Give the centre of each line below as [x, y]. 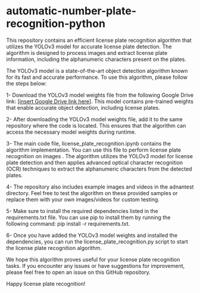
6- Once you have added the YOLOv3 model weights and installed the [92, 235]
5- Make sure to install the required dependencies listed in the [82, 211]
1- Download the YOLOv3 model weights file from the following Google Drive [100, 95]
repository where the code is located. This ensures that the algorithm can [96, 125]
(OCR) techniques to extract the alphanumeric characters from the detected [99, 169]
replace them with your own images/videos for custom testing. [83, 199]
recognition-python [56, 24]
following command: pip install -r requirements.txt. [68, 223]
